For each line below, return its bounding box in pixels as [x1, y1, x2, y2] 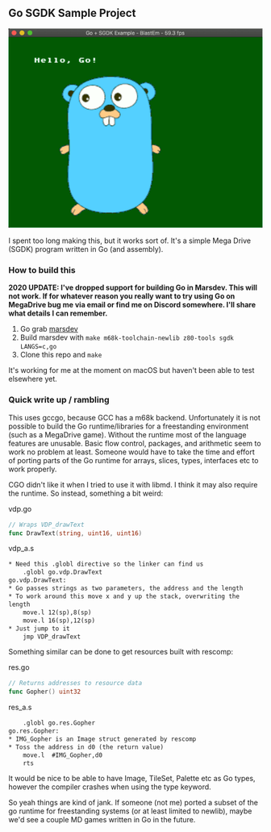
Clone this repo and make [19, 350, 102, 360]
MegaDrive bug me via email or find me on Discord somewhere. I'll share [8, 300, 256, 310]
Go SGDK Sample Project [8, 6, 136, 20]
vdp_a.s [8, 544, 35, 554]
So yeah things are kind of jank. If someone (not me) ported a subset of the [8, 798, 258, 808]
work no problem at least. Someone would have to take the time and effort [8, 447, 256, 457]
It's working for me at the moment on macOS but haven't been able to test [8, 366, 255, 375]
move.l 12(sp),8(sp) [23, 608, 92, 617]
